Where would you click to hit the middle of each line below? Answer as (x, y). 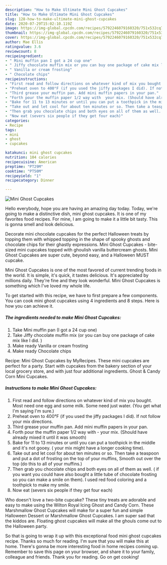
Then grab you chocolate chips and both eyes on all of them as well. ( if (85, 469)
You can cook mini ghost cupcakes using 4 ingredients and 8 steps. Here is (82, 301)
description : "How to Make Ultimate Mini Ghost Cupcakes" (66, 10)
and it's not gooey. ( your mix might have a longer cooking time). (78, 448)
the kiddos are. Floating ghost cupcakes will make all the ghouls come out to (83, 521)
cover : (12, 38)
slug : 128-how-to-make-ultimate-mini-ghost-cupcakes (61, 19)
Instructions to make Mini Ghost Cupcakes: (51, 388)
